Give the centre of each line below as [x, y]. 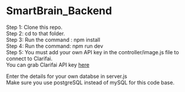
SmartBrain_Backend [59, 11]
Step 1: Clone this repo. [34, 27]
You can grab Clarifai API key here [48, 65]
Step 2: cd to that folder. [35, 33]
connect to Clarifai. [29, 58]
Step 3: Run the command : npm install [53, 40]
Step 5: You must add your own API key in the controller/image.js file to [92, 52]
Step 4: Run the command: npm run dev [55, 46]
